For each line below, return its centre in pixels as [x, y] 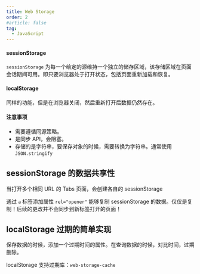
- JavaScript [28, 34]
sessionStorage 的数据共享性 [61, 173]
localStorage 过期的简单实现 [59, 229]
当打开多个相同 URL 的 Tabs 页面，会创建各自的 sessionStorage [84, 189]
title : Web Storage [30, 12]
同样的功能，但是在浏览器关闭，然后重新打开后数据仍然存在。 [82, 102]
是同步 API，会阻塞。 [41, 139]
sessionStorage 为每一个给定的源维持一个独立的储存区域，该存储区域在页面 [99, 67]
